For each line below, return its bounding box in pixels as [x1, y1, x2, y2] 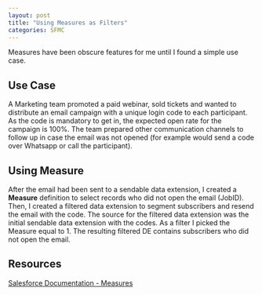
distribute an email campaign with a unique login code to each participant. [8, 107, 248, 118]
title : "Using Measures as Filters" [8, 19, 128, 27]
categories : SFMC [8, 26, 65, 34]
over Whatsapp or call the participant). [8, 141, 133, 151]
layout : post [8, 11, 51, 20]
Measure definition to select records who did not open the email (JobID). [8, 193, 245, 202]
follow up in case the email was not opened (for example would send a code [8, 133, 255, 142]
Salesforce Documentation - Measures [8, 278, 133, 287]
